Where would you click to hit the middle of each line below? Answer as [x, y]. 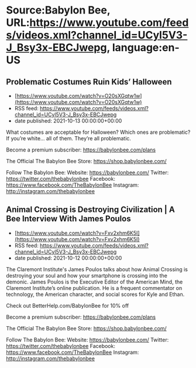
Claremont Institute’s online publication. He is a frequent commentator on [94, 288]
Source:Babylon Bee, [58, 10]
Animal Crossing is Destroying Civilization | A [91, 210]
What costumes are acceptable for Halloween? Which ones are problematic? [98, 132]
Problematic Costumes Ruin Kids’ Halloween [89, 82]
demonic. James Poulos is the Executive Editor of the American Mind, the [94, 282]
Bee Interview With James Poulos [68, 219]
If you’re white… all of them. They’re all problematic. [69, 138]
